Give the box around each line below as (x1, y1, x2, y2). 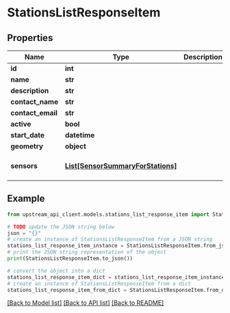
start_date (10, 131, 45, 139)
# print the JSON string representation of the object (7, 249, 167, 256)
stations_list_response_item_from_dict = (7, 286, 127, 293)
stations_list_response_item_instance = (7, 243, 125, 249)
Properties (7, 32, 53, 44)
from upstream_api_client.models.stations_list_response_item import (7, 210, 210, 218)
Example (7, 193, 45, 204)
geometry (10, 141, 43, 151)
